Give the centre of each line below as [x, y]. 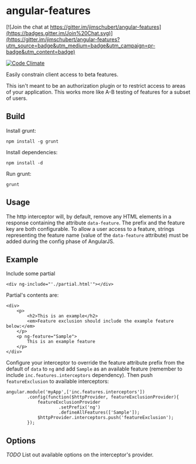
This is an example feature [61, 342]
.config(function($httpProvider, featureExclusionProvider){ [103, 397]
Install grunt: [21, 130]
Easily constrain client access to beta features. [62, 74]
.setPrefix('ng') [79, 407]
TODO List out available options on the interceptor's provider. [80, 455]
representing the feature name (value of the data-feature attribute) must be [97, 235]
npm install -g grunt [32, 141]
